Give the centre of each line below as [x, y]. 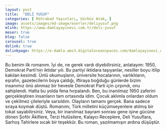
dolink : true [19, 46]
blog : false [17, 37]
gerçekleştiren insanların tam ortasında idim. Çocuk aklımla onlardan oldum [82, 96]
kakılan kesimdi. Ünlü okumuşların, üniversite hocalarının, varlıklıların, [76, 75]
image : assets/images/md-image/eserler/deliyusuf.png [62, 23]
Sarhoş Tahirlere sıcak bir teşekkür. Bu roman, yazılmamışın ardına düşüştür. [83, 122]
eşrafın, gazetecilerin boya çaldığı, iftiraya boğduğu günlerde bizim [73, 80]
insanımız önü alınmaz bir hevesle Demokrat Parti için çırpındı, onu [73, 85]
